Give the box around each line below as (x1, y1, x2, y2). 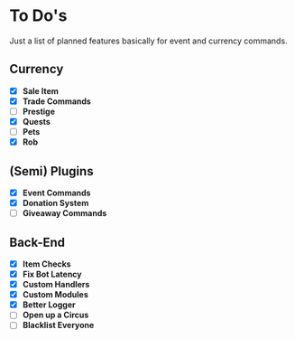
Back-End (9, 234, 66, 250)
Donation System (22, 198, 89, 208)
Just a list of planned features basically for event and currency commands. (9, 35, 288, 46)
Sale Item (22, 85, 59, 96)
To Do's (9, 5, 68, 26)
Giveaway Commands (22, 208, 107, 219)
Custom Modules (22, 289, 88, 300)
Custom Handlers (22, 279, 90, 290)
